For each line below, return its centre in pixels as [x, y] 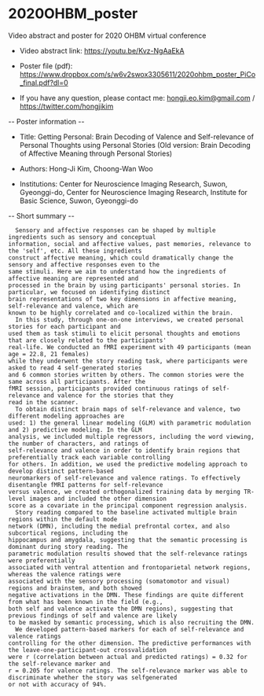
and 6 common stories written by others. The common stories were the [126, 374]
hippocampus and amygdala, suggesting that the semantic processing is [128, 539]
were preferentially [42, 560]
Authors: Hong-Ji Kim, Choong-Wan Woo [86, 168]
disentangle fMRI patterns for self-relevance [86, 484]
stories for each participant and [65, 326]
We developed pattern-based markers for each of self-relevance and [130, 629]
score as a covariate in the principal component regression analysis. [128, 505]
